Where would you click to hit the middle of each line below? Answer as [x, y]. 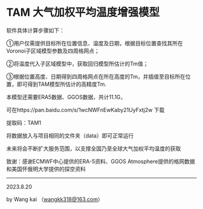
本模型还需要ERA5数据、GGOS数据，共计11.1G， [66, 97]
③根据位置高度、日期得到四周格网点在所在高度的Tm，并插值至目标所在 [96, 76]
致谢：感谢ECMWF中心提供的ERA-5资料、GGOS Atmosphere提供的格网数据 [101, 161]
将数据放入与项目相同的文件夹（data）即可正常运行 [70, 135]
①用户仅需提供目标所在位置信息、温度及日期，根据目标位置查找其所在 [95, 43]
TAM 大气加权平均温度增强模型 [83, 12]
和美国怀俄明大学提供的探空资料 [46, 169]
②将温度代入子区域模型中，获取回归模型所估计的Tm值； [77, 64]
